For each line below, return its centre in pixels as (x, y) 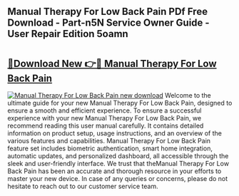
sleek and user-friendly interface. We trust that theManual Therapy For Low (118, 164)
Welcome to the (188, 95)
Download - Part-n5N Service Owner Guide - (108, 23)
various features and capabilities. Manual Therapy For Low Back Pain (109, 141)
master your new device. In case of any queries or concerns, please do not (118, 179)
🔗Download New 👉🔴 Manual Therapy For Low (112, 63)
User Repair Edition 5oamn (68, 34)
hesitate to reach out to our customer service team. (83, 186)
